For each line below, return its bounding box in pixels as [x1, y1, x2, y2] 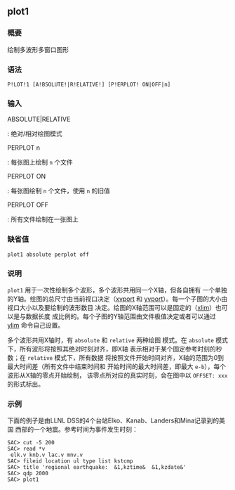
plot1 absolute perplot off [7, 251, 90, 258]
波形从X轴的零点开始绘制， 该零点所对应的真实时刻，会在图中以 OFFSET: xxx [7, 370, 228, 379]
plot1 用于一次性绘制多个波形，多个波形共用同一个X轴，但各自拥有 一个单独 [7, 285, 228, 294]
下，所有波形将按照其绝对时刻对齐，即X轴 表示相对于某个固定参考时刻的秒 [7, 344, 222, 353]
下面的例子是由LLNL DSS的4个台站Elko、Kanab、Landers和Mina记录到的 [7, 416, 220, 425]
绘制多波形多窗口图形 [7, 45, 69, 53]
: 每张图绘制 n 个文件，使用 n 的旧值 [7, 186, 111, 195]
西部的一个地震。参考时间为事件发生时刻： [15, 425, 138, 434]
